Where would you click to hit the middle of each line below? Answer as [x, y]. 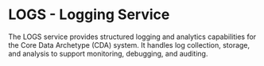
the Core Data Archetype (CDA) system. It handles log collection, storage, [129, 45]
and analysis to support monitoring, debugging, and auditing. [108, 53]
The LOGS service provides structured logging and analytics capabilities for [132, 37]
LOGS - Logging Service [89, 15]
